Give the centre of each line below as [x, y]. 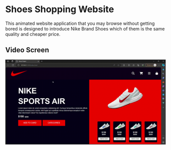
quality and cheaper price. [33, 34]
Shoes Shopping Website [60, 9]
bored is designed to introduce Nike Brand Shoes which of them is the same [85, 28]
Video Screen [27, 50]
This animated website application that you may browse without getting [80, 23]
